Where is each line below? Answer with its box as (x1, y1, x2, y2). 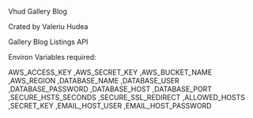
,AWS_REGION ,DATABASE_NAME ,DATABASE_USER (8, 76, 179, 85)
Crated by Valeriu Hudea (8, 22, 89, 31)
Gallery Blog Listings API (8, 37, 89, 46)
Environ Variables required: (8, 53, 96, 61)
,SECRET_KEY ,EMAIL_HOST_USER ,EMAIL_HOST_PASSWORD (8, 101, 212, 110)
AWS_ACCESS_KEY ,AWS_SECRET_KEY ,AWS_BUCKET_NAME (8, 68, 213, 77)
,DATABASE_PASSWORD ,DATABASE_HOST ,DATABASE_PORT (8, 84, 212, 94)
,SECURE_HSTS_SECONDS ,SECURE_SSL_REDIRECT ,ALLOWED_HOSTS (8, 93, 246, 101)
